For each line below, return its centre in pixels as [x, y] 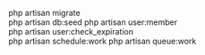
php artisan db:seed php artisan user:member [93, 22]
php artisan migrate [45, 13]
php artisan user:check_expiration [71, 31]
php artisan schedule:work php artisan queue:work [102, 41]
